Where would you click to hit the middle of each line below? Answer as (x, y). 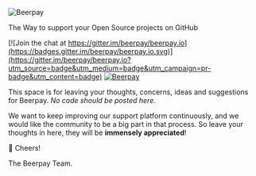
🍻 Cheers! (25, 148)
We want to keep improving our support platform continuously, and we (124, 116)
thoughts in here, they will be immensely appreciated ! (97, 132)
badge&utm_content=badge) (55, 77)
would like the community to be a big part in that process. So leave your (126, 124)
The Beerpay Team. (41, 163)
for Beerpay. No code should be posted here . (82, 100)
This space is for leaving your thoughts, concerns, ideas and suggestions (128, 92)
